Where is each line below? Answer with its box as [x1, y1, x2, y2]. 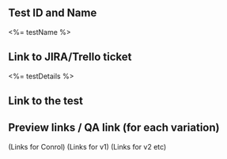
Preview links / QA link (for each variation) [8, 121, 220, 134]
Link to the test [8, 94, 83, 108]
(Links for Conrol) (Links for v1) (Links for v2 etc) [8, 142, 167, 151]
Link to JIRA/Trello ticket [8, 51, 132, 64]
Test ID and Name [8, 6, 97, 20]
